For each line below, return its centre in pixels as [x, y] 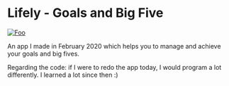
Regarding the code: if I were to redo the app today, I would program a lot [114, 67]
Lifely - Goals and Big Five [85, 13]
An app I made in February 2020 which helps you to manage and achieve [114, 46]
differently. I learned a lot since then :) [63, 75]
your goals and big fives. [44, 54]
